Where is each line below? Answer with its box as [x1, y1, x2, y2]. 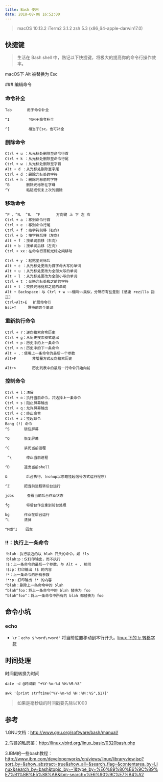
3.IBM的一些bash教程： [5, 751, 53, 756]
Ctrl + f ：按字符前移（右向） [5, 228, 62, 233]
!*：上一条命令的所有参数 [5, 572, 50, 577]
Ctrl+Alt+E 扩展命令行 [5, 300, 51, 305]
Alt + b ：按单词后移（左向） [5, 243, 60, 248]
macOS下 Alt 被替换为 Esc [5, 71, 58, 77]
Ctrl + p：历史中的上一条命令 [5, 340, 60, 345]
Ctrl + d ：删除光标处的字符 [5, 172, 58, 177]
